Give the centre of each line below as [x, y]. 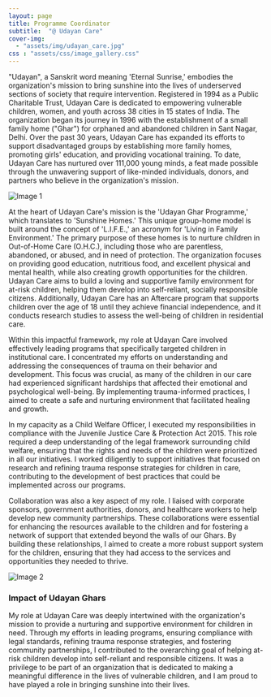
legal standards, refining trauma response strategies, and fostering [120, 642]
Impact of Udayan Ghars [57, 598]
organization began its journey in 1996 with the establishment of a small [128, 120]
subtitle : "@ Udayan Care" [56, 31]
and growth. [28, 409]
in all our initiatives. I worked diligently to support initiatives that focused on [134, 459]
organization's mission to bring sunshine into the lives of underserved [125, 85]
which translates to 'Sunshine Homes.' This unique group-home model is [130, 221]
